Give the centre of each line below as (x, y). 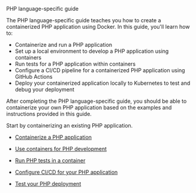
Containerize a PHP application (53, 137)
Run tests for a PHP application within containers (75, 64)
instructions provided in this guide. (49, 114)
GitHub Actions (34, 77)
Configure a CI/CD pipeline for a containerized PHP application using (100, 70)
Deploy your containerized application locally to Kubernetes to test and (102, 83)
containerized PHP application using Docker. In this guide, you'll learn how (98, 27)
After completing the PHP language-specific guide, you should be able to (97, 101)
